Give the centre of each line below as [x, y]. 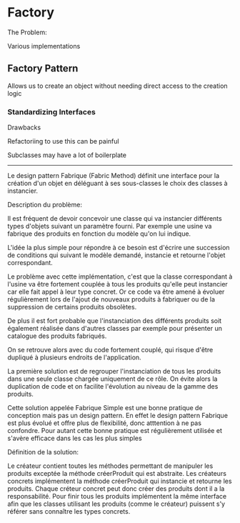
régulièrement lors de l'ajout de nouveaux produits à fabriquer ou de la [111, 299]
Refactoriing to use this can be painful [63, 141]
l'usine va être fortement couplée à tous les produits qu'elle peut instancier [118, 284]
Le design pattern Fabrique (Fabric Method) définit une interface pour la [114, 176]
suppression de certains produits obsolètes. [72, 307]
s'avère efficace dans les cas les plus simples [75, 438]
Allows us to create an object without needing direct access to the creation [117, 86]
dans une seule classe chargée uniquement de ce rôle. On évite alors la [112, 379]
